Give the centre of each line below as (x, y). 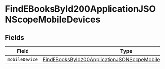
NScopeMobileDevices (53, 19)
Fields (15, 37)
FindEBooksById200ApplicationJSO (81, 9)
